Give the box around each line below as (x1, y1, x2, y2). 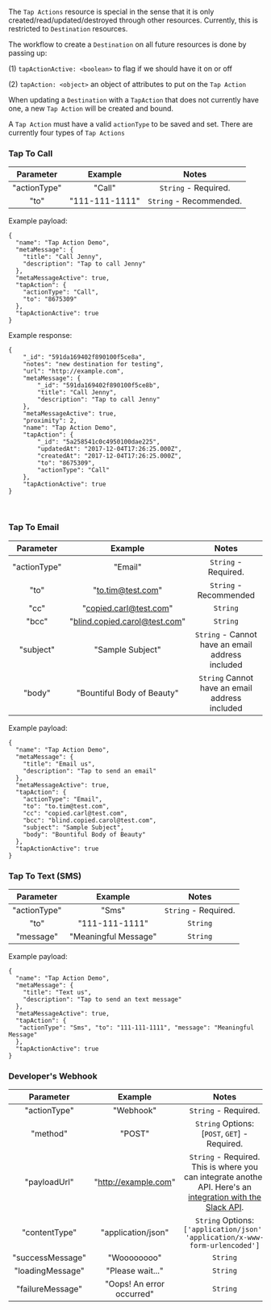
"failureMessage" (15, 1283, 83, 1295)
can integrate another (184, 1171, 266, 1183)
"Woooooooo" (107, 1252, 162, 1263)
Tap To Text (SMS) (8, 870, 82, 882)
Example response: (8, 331, 73, 340)
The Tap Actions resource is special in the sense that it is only (8, 7, 215, 16)
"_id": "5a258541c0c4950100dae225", (37, 438, 161, 446)
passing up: (8, 48, 48, 57)
